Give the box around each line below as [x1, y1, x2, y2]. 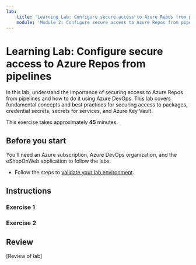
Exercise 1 [6, 203, 36, 211]
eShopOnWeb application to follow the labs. [6, 157, 111, 164]
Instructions [6, 185, 51, 196]
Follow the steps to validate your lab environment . [14, 169, 135, 176]
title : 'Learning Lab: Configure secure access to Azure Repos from [16, 14, 187, 20]
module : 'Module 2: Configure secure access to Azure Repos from [16, 19, 179, 25]
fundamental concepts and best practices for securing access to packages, [6, 101, 188, 108]
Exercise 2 [6, 219, 37, 227]
